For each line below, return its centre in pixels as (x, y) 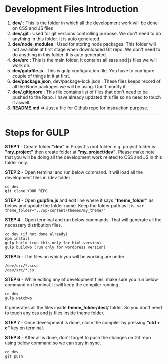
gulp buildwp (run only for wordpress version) (56, 247)
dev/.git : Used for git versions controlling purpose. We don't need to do (87, 33)
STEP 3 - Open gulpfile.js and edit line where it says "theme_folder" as (79, 200)
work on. (21, 65)
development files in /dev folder (38, 177)
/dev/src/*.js (20, 270)
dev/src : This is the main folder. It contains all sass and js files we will (85, 60)
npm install (17, 238)
